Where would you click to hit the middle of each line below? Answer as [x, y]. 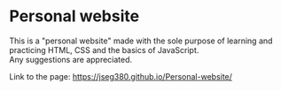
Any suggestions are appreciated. [71, 59]
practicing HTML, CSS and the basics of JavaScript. [104, 49]
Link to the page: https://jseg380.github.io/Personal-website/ [121, 76]
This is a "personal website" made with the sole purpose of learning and [141, 41]
